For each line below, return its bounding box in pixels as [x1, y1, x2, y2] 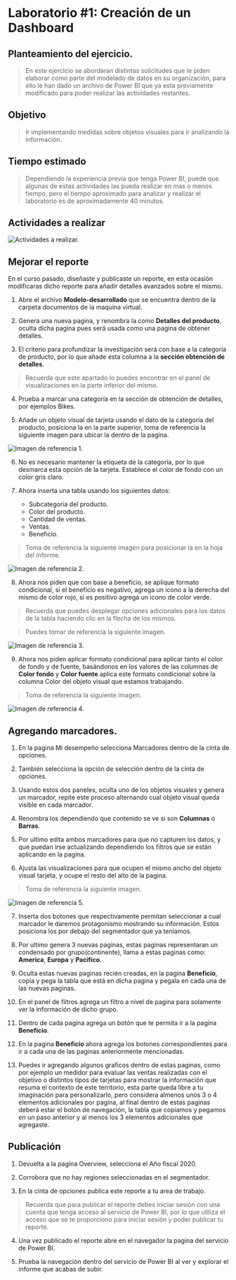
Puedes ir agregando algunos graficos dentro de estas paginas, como [18, 1061, 221, 1069]
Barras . [18, 822, 41, 830]
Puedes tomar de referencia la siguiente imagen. [25, 628, 166, 636]
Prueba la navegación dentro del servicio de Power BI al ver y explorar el [18, 1257, 229, 1265]
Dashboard [8, 20, 74, 36]
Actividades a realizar [8, 217, 106, 229]
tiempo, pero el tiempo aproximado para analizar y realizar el [25, 189, 201, 197]
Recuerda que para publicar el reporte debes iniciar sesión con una [25, 1200, 221, 1208]
